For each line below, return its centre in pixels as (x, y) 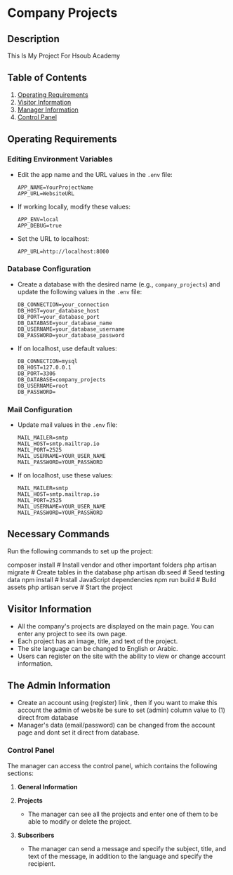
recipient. (42, 863)
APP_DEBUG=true (40, 225)
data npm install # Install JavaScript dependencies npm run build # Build (112, 579)
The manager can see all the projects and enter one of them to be (123, 814)
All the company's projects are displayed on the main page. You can (116, 626)
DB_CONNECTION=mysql (47, 361)
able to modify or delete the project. (80, 821)
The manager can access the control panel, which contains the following (112, 765)
